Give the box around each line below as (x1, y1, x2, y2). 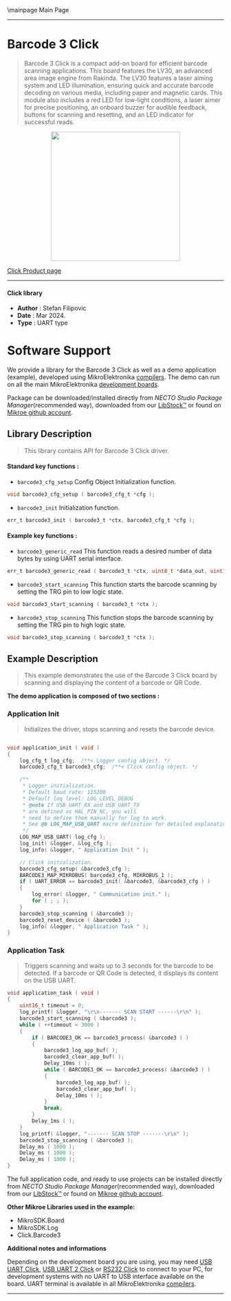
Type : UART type (16, 319, 69, 327)
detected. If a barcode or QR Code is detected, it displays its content (23, 969, 219, 977)
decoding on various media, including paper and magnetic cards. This (23, 88, 223, 97)
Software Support (7, 343, 111, 359)
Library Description (7, 428, 92, 440)
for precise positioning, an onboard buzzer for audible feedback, (23, 103, 208, 111)
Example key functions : (7, 532, 78, 540)
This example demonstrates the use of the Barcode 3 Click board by (23, 672, 218, 680)
